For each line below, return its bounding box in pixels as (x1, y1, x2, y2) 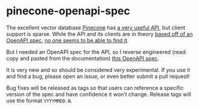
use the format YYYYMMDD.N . (6, 97, 73, 104)
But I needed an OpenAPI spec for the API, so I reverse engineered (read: (6, 48, 187, 55)
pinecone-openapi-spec (6, 4, 131, 18)
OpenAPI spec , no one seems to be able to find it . (6, 37, 129, 44)
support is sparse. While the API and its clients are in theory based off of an (6, 30, 193, 37)
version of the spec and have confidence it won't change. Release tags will (6, 90, 192, 98)
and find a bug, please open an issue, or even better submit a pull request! (6, 72, 190, 80)
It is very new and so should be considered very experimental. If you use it (6, 66, 191, 73)
